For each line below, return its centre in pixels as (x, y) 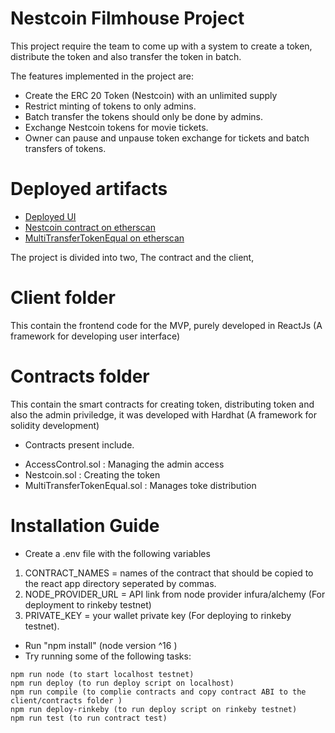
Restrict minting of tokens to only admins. (110, 106)
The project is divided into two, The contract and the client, (132, 257)
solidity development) (55, 425)
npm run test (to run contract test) (89, 718)
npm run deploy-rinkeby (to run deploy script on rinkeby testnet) (154, 709)
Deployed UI (50, 216)
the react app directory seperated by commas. (120, 583)
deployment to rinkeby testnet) (88, 604)
